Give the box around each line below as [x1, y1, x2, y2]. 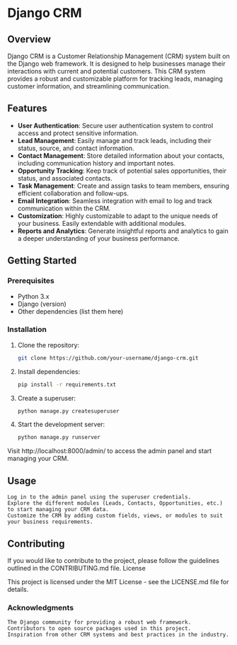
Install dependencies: [17, 367, 81, 376]
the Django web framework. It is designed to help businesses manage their [7, 59, 226, 68]
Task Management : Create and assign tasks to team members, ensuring [17, 181, 230, 190]
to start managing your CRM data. [7, 506, 110, 513]
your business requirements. [7, 518, 93, 525]
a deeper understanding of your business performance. [17, 234, 180, 242]
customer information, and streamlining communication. [7, 82, 171, 90]
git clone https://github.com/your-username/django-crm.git [17, 354, 199, 362]
